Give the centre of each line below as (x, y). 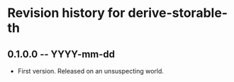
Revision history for (66, 13)
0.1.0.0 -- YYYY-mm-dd (61, 54)
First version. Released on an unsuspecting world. (91, 71)
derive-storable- (178, 13)
